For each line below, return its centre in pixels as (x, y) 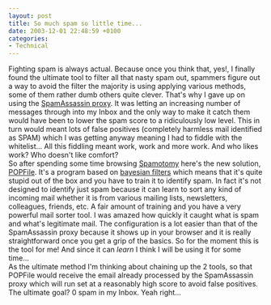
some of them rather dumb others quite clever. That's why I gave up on (127, 95)
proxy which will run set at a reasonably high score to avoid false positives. (133, 284)
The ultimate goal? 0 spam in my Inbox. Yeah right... (95, 293)
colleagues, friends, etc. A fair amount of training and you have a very (125, 206)
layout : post (30, 16)
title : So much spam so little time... (76, 23)
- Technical (28, 46)
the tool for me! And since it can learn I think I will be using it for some (125, 250)
